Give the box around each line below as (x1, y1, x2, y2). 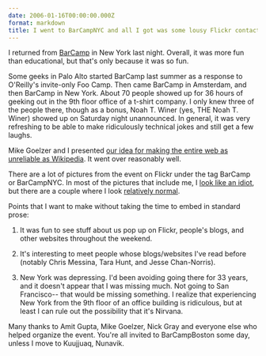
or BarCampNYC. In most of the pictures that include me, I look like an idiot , (8, 178, 255, 187)
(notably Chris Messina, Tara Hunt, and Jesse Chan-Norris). (19, 258, 216, 267)
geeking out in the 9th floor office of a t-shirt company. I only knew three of (8, 97, 255, 107)
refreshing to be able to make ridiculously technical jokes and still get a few (8, 122, 254, 131)
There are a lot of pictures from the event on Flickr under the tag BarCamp (8, 169, 251, 179)
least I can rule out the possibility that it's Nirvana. (19, 306, 184, 316)
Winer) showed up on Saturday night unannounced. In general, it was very (8, 114, 251, 123)
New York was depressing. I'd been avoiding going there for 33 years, (19, 273, 249, 282)
